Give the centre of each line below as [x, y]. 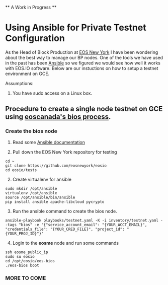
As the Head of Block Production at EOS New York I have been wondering [82, 52]
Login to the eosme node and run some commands [66, 243]
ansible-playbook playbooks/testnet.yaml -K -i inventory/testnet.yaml [82, 220]
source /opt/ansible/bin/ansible [40, 197]
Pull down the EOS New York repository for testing [65, 152]
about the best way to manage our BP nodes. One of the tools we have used [84, 57]
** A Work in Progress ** [31, 7]
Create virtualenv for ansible [42, 179]
